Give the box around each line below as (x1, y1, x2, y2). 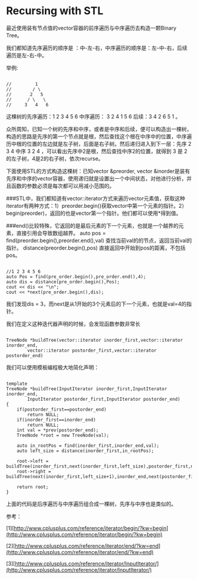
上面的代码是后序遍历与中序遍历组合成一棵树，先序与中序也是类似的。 (6, 500, 177, 507)
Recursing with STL (6, 4, 104, 18)
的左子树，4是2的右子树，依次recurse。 (6, 155, 104, 162)
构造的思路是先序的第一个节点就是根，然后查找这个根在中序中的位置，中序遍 (6, 133, 192, 140)
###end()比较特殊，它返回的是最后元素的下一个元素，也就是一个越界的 (6, 222, 179, 229)
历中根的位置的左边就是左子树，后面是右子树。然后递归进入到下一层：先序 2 (6, 140, 192, 147)
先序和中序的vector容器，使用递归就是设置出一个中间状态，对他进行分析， (6, 175, 187, 182)
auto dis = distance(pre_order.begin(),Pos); (6, 279, 120, 284)
